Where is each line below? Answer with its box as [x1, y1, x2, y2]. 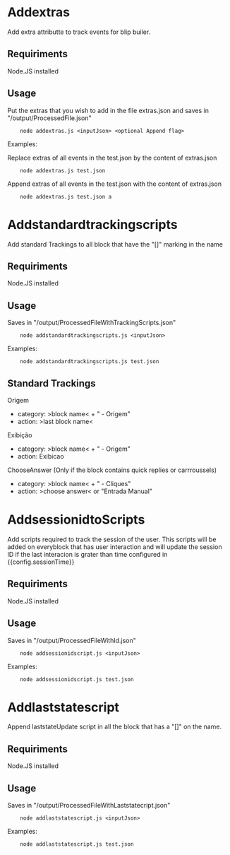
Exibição [7, 430, 32, 439]
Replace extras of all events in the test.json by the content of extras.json [7, 153, 217, 162]
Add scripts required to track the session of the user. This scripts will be [7, 535, 217, 543]
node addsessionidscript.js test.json [20, 676, 134, 683]
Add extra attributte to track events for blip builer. [7, 28, 151, 36]
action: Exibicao [17, 452, 65, 460]
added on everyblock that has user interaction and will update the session [7, 542, 222, 551]
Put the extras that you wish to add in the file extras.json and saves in [7, 106, 210, 114]
